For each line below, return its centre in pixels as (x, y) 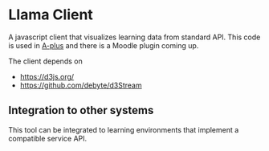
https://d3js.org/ (47, 76)
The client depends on (45, 61)
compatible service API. (48, 138)
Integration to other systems (81, 110)
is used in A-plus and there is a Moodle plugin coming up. (104, 45)
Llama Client (51, 15)
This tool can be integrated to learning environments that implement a (124, 129)
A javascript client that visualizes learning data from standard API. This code (134, 37)
